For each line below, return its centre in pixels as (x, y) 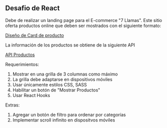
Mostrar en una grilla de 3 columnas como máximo (65, 74)
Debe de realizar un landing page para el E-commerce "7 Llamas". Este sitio (84, 20)
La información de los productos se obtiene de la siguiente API (70, 45)
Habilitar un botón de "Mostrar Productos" (56, 90)
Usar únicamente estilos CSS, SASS (50, 84)
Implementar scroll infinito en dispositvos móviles (64, 120)
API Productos (20, 54)
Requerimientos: (22, 64)
